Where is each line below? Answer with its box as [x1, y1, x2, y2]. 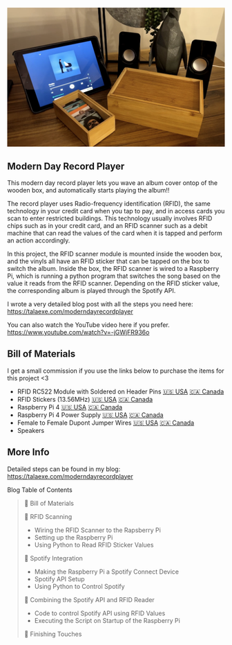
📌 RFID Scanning [23, 512, 72, 520]
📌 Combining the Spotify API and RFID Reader [23, 595, 155, 603]
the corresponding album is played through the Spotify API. [7, 287, 176, 295]
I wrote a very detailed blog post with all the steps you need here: [7, 300, 193, 308]
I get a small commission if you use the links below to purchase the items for [7, 366, 224, 375]
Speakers [17, 426, 45, 434]
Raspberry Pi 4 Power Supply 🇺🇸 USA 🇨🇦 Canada [17, 410, 164, 419]
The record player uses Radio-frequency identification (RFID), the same [7, 200, 211, 208]
